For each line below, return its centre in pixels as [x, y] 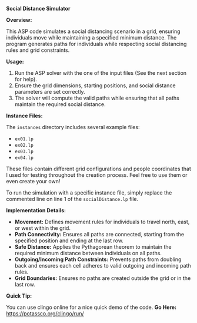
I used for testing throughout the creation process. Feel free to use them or [97, 175]
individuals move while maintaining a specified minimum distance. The [91, 37]
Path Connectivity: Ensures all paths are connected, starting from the [99, 234]
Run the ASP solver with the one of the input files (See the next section [101, 73]
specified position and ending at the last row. [69, 240]
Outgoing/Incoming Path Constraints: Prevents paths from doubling [98, 259]
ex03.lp [24, 151]
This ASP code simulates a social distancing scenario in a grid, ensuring [93, 31]
